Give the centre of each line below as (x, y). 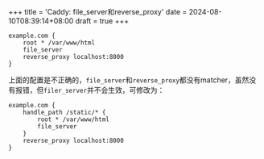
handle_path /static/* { (64, 112)
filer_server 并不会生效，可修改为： (104, 90)
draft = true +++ (102, 21)
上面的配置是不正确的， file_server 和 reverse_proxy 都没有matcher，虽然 (129, 80)
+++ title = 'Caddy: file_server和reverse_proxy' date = (98, 12)
